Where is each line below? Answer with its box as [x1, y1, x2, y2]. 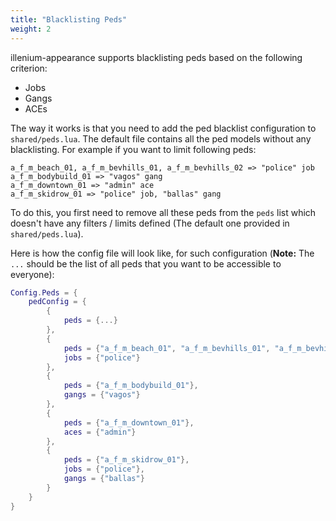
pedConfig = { [28, 297, 87, 307]
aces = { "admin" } [63, 427, 137, 437]
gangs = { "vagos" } [63, 390, 141, 400]
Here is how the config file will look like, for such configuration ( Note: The [10, 247, 315, 259]
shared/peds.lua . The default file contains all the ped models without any [10, 132, 312, 145]
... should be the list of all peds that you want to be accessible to [10, 257, 282, 270]
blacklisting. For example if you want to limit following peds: [10, 143, 257, 155]
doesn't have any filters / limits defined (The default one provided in [10, 217, 290, 229]
